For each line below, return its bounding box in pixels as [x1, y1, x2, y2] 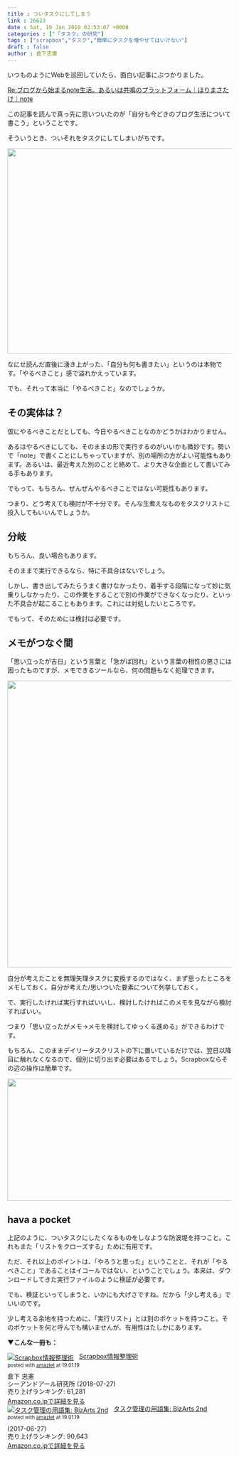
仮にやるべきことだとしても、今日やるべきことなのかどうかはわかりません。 [7, 427, 231, 435]
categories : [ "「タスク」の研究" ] [7, 30, 105, 38]
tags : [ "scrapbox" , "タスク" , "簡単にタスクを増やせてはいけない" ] [7, 37, 188, 44]
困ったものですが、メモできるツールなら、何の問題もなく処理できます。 [7, 666, 218, 674]
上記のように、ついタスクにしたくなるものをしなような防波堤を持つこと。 [7, 1234, 225, 1242]
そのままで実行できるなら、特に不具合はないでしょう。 [7, 566, 169, 575]
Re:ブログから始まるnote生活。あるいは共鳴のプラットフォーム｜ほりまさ [7, 85, 223, 94]
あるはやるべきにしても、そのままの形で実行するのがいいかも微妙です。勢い [7, 442, 231, 450]
